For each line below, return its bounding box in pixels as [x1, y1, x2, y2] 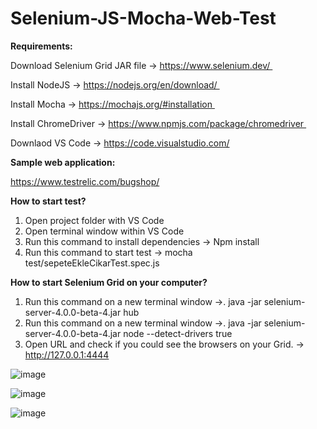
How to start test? [10, 195, 87, 207]
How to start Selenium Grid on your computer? [10, 276, 208, 288]
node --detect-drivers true [123, 327, 233, 339]
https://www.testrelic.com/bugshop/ [10, 175, 160, 187]
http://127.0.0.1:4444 [24, 348, 110, 361]
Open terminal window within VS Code [24, 225, 185, 237]
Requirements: [10, 40, 73, 52]
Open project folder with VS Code [24, 214, 165, 226]
